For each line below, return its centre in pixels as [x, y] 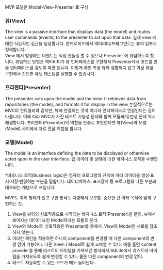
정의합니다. [16, 49]
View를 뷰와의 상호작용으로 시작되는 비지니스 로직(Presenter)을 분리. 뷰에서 [84, 214]
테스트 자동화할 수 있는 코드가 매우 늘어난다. [54, 262]
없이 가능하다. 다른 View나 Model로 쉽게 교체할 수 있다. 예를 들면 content [87, 244]
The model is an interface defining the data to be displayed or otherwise [77, 153]
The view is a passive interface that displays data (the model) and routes [78, 32]
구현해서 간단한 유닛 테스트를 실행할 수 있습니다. [50, 74]
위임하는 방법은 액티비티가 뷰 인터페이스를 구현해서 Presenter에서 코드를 [84, 62]
